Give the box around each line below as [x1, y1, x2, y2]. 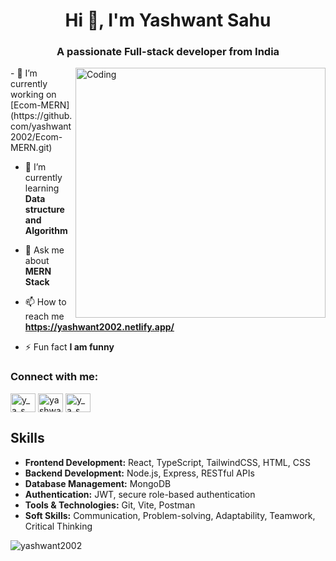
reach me [24, 310, 65, 323]
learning [24, 182, 60, 194]
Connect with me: [10, 370, 99, 384]
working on [10, 89, 57, 101]
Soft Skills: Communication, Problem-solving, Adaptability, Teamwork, [24, 509, 316, 521]
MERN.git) [10, 142, 53, 154]
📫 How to [24, 296, 67, 308]
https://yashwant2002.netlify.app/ [24, 321, 175, 333]
